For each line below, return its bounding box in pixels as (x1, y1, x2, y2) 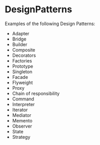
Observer (12, 123, 33, 129)
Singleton (12, 68, 33, 75)
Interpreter (12, 101, 35, 107)
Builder (12, 41, 28, 47)
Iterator (12, 107, 28, 113)
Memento (12, 117, 33, 123)
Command (12, 96, 34, 102)
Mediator (12, 112, 32, 118)
